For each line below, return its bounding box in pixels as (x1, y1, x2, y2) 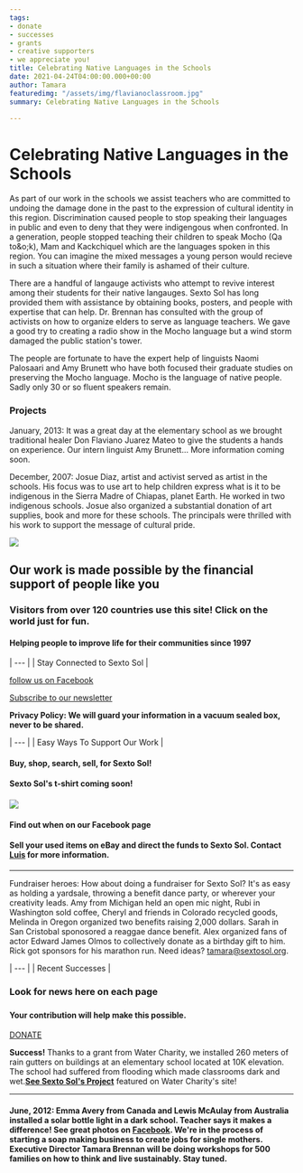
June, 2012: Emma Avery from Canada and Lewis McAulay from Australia (9, 1104, 289, 1116)
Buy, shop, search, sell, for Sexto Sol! (9, 757, 152, 768)
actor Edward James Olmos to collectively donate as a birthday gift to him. (9, 935, 286, 946)
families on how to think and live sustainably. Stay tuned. (9, 1153, 228, 1164)
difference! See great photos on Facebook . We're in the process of (9, 1124, 264, 1135)
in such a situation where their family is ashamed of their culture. (9, 260, 250, 271)
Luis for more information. (9, 849, 110, 860)
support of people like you (9, 577, 160, 592)
